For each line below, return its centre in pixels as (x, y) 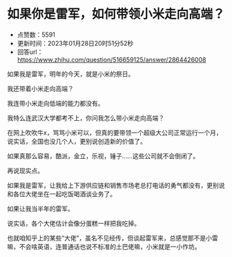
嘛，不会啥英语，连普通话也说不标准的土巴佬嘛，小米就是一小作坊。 (104, 247)
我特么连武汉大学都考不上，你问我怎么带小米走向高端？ (86, 117)
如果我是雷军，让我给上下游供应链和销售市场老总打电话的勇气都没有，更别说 (116, 185)
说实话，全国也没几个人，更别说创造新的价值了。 (77, 141)
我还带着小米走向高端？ (40, 88)
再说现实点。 (25, 171)
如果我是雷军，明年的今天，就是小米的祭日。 (71, 74)
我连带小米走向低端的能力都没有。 (56, 103)
